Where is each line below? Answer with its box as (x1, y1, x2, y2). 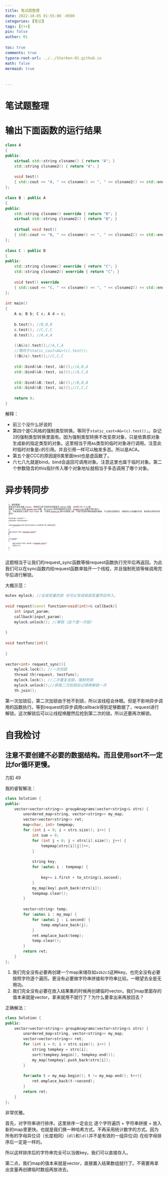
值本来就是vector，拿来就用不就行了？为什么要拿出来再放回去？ (12, 994, 144, 1000)
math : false (5, 61, 30, 66)
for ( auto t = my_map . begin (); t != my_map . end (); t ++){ (23, 1073, 142, 1078)
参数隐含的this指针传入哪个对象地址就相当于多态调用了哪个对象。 (16, 465, 151, 471)
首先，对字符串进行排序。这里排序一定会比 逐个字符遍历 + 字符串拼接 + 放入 (5, 1120, 162, 1126)
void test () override (14, 280, 59, 285)
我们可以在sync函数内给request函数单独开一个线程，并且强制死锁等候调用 (5, 566, 158, 572)
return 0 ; (14, 396, 35, 401)
